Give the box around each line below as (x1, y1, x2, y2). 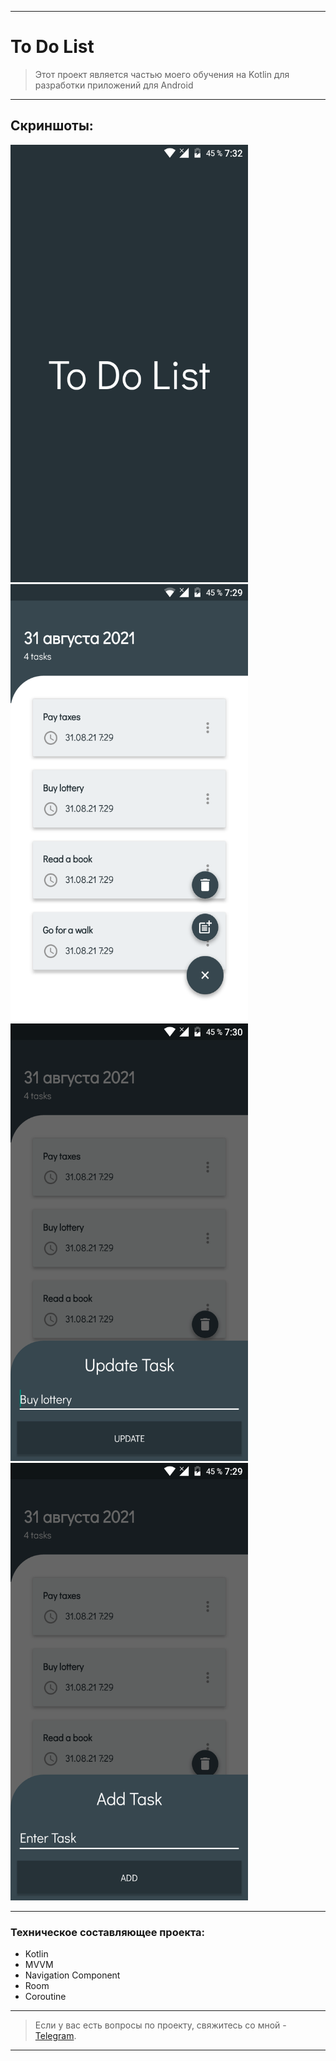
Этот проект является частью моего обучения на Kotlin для (34, 68, 290, 80)
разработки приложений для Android (34, 79, 194, 91)
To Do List (10, 36, 95, 58)
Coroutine (24, 1991, 67, 2003)
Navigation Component (24, 1969, 121, 1981)
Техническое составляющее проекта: (10, 1925, 206, 1939)
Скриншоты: (10, 117, 94, 135)
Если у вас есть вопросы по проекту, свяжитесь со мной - (34, 2019, 287, 2031)
